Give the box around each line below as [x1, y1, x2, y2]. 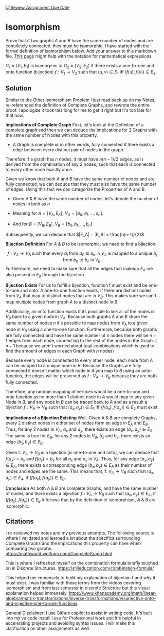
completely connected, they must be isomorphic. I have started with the [5, 43, 150, 49]
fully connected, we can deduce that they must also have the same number [5, 181, 157, 187]
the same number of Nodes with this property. [5, 132, 98, 138]
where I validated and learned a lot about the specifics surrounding [5, 535, 140, 541]
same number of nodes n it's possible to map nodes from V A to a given [5, 320, 148, 327]
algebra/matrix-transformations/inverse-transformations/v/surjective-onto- [5, 596, 156, 601]
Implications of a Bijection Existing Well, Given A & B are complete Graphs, [5, 415, 157, 421]
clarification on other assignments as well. [5, 625, 91, 632]
